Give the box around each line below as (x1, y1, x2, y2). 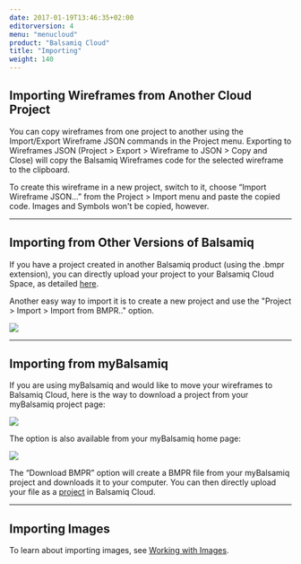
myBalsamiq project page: (9, 399, 106, 410)
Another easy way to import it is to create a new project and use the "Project (9, 295, 292, 306)
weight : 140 (9, 55, 54, 64)
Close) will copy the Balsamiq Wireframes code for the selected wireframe (9, 154, 284, 165)
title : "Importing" (9, 47, 82, 56)
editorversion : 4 (9, 22, 74, 31)
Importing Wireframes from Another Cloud (9, 88, 253, 103)
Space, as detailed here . (9, 278, 99, 288)
